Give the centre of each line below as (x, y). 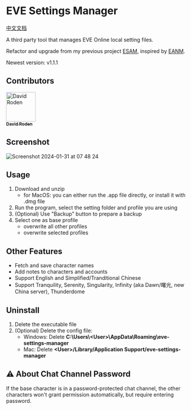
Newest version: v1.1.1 (32, 62)
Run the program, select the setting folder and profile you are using (96, 208)
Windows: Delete (44, 337)
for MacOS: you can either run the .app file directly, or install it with (104, 195)
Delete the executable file (46, 324)
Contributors (30, 81)
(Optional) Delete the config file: (53, 330)
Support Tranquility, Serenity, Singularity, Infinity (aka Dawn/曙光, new (99, 285)
